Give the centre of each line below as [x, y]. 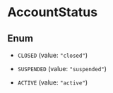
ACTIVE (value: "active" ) [53, 82]
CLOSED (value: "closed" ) [53, 55]
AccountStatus [52, 12]
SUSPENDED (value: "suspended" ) [62, 69]
